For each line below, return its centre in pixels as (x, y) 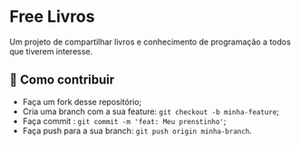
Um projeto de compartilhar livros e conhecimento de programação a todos (150, 42)
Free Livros (52, 17)
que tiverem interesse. (51, 51)
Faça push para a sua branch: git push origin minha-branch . (137, 130)
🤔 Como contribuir (62, 80)
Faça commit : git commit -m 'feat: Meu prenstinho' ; (124, 121)
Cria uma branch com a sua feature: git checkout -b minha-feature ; (150, 111)
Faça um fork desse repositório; (82, 101)
